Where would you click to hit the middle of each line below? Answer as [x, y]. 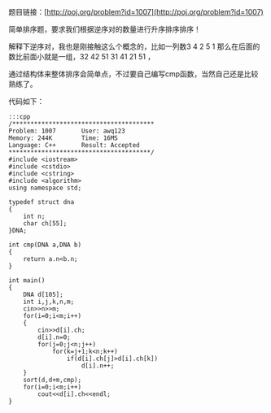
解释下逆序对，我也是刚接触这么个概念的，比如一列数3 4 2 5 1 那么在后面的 [134, 46]
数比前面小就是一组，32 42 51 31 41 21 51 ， [82, 57]
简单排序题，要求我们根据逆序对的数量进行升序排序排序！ [105, 29]
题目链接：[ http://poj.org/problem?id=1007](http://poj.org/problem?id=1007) [136, 12]
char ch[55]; [45, 224]
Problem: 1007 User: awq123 [67, 131]
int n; [34, 216]
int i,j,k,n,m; [49, 302]
